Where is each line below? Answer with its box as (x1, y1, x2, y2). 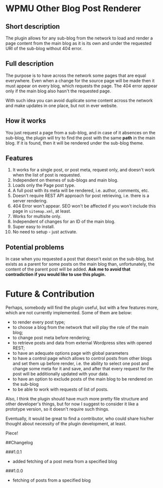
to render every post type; (12, 319, 65, 325)
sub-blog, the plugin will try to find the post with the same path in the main (5, 135, 155, 141)
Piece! (5, 430, 18, 436)
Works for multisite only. (12, 214, 61, 219)
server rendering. (12, 198, 48, 204)
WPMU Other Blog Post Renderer (5, 3, 141, 14)
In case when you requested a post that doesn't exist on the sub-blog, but (5, 256, 154, 262)
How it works (5, 117, 46, 125)
